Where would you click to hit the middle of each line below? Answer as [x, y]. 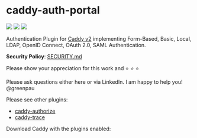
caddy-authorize [35, 111]
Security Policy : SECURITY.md [44, 56]
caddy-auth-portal [53, 10]
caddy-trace [30, 117]
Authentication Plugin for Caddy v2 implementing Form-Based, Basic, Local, [99, 38]
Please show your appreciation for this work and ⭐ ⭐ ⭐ [73, 68]
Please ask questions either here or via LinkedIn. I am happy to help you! [94, 82]
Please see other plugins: [37, 99]
